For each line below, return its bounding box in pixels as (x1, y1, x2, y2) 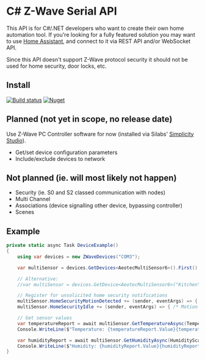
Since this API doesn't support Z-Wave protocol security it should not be (6, 56, 188, 63)
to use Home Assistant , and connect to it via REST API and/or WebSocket (6, 37, 191, 45)
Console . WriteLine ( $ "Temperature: (17, 326, 105, 332)
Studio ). (6, 136, 26, 144)
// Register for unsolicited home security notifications (17, 292, 168, 299)
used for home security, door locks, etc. (6, 62, 107, 70)
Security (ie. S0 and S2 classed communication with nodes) (15, 189, 166, 196)
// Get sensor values (17, 315, 72, 321)
